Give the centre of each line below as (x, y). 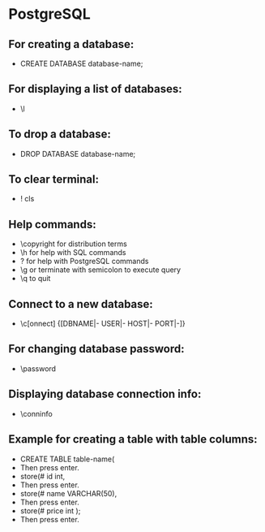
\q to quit (35, 279)
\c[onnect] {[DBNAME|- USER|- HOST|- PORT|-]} (103, 324)
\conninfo (36, 413)
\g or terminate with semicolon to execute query (100, 270)
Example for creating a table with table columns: (133, 439)
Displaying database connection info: (105, 394)
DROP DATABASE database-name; (78, 154)
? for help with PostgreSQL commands (84, 262)
